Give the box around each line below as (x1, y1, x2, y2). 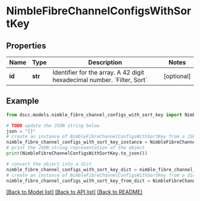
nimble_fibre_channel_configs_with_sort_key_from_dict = (6, 178, 151, 184)
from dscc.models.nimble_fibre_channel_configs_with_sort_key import (6, 112, 183, 117)
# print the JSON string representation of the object (6, 145, 145, 151)
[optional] (163, 72, 191, 80)
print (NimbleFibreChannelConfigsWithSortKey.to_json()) (6, 150, 148, 156)
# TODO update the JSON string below (6, 122, 100, 129)
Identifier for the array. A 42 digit (52, 69, 145, 76)
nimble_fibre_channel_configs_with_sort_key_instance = (6, 139, 148, 146)
